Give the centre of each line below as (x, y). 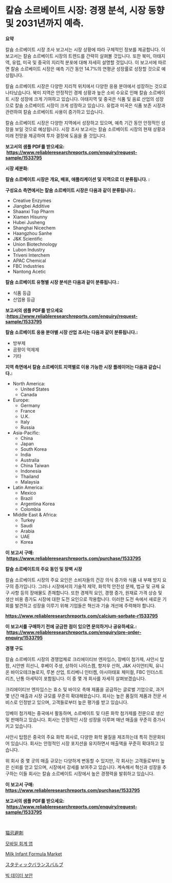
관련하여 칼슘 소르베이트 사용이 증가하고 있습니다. (55, 112)
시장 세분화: (17, 168)
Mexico (28, 493)
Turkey (28, 520)
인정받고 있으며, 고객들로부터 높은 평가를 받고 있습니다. (74, 702)
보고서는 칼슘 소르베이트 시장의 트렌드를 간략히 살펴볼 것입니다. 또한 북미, (79, 56)
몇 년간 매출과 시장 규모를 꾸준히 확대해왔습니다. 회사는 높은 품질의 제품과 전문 (83, 696)
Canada (29, 394)
